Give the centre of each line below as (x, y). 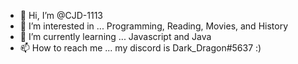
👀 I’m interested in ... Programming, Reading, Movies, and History (154, 26)
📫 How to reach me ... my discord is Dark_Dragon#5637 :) (140, 48)
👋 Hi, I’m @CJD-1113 (61, 15)
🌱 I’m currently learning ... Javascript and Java (115, 36)
